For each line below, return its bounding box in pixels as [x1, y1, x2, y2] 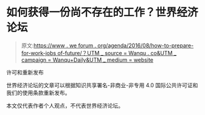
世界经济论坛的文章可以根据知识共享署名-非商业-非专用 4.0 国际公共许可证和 [6, 81, 198, 88]
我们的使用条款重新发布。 [6, 89, 71, 96]
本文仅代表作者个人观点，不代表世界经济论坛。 [6, 102, 123, 109]
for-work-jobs [21, 49, 57, 56]
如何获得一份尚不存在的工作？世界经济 [6, 5, 199, 19]
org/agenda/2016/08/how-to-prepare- [97, 42, 194, 49]
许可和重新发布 [6, 68, 44, 76]
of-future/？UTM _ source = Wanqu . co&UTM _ [57, 49, 177, 56]
